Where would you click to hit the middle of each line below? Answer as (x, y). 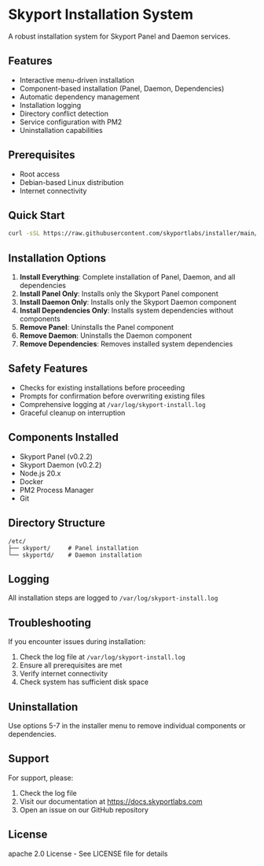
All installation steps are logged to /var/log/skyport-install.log (113, 598)
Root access (40, 174)
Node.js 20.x (40, 473)
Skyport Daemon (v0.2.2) (60, 464)
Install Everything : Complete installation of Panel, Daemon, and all (127, 277)
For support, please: (41, 778)
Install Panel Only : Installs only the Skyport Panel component (119, 294)
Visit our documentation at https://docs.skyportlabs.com (111, 801)
